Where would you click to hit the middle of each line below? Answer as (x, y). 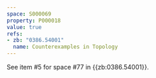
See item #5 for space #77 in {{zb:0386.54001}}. (78, 67)
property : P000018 (34, 21)
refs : (15, 34)
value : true (24, 27)
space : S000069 (29, 14)
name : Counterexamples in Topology (66, 47)
